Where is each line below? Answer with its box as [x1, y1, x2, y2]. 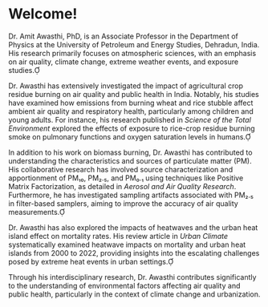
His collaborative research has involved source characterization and [8, 164, 233, 174]
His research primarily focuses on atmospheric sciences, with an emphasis [8, 48, 257, 58]
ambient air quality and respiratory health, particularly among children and [8, 106, 254, 116]
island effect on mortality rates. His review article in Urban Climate [8, 231, 229, 240]
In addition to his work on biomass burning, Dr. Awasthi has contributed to [8, 147, 253, 157]
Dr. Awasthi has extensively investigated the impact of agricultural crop [8, 81, 243, 91]
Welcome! [8, 5, 78, 23]
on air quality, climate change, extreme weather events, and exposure [8, 57, 239, 67]
